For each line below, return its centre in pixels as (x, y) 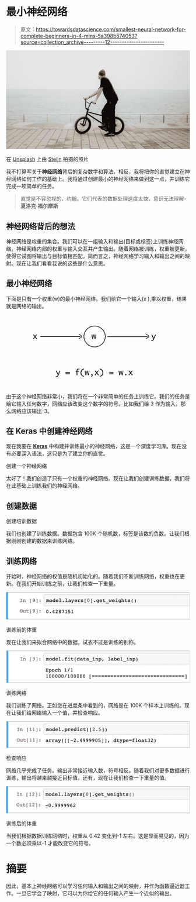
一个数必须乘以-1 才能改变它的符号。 (50, 843)
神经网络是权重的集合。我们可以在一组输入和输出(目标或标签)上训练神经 (92, 241)
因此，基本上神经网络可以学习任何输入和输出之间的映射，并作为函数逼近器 (95, 886)
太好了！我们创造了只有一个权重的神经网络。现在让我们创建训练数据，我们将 (98, 478)
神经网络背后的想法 (41, 226)
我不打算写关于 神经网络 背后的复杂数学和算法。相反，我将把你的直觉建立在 (95, 172)
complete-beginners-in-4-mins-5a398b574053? (79, 36)
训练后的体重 (21, 823)
